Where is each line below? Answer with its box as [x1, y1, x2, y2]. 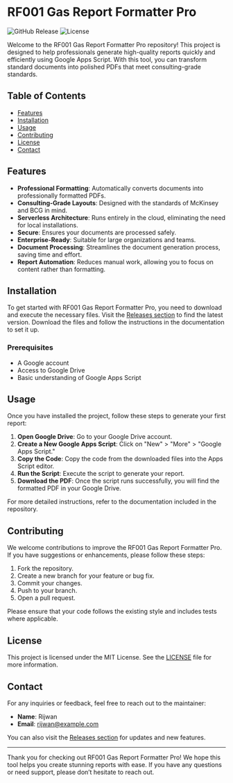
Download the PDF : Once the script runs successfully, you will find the [17, 476, 220, 485]
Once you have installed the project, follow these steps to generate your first [7, 412, 226, 420]
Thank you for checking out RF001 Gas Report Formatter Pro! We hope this [7, 753, 221, 762]
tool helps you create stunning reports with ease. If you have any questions [7, 760, 222, 768]
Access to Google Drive [17, 365, 85, 375]
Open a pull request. [17, 594, 76, 602]
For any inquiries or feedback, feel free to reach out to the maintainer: [7, 698, 207, 707]
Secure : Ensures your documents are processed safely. [17, 228, 177, 236]
